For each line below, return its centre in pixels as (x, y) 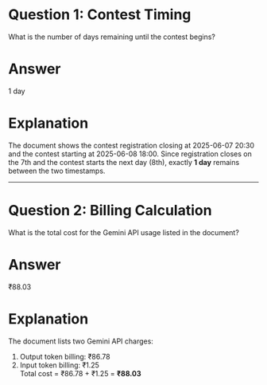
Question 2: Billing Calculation (110, 210)
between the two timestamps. (57, 171)
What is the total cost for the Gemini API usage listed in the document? (124, 232)
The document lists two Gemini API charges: (81, 341)
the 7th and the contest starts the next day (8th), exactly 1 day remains (124, 162)
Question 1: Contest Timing (100, 15)
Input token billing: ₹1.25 (59, 365)
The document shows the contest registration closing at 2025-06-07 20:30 (132, 145)
